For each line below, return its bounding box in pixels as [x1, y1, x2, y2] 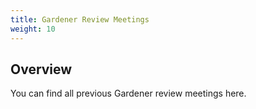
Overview [10, 61, 73, 78]
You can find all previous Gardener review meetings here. [10, 87, 247, 100]
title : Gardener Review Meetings [10, 14, 150, 25]
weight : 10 [10, 24, 56, 34]
